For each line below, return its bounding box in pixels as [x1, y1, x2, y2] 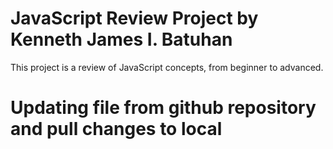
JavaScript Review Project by [10, 7, 259, 30]
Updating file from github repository [10, 97, 317, 119]
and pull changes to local [10, 118, 223, 141]
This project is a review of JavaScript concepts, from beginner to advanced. [10, 61, 324, 73]
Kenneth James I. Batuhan [10, 28, 233, 51]
